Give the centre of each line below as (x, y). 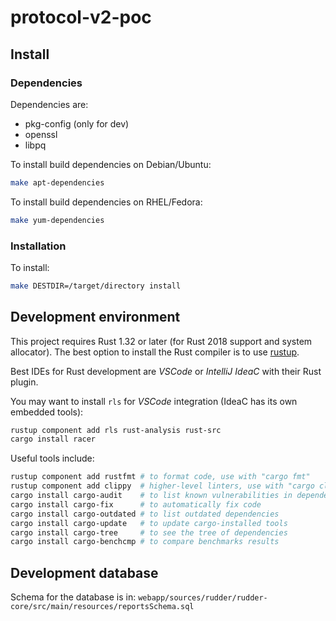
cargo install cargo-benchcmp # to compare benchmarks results (145, 542)
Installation (38, 246)
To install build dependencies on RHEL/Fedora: (106, 202)
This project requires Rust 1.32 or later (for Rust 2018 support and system (161, 341)
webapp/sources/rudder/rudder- (203, 598)
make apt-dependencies (57, 182)
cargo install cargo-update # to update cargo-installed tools (149, 523)
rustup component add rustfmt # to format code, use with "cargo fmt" (160, 477)
